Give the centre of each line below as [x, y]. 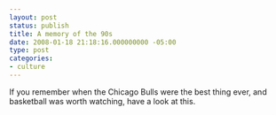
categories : [31, 58]
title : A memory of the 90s [61, 34]
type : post [29, 50]
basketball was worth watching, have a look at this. [103, 101]
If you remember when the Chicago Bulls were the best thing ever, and [138, 92]
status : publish [39, 26]
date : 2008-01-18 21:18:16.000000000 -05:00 [93, 42]
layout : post [33, 17]
